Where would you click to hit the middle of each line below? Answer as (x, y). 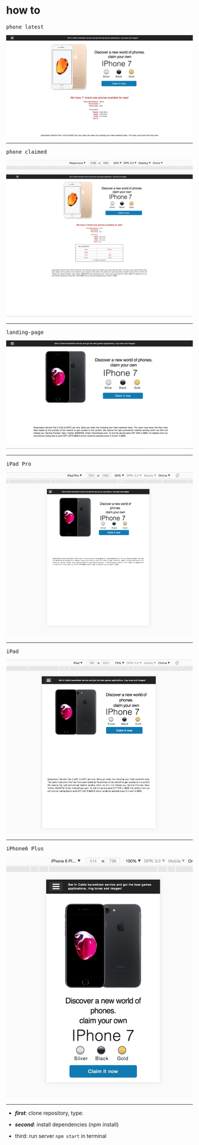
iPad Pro (19, 464)
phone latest (25, 27)
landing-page (25, 332)
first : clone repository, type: (49, 1113)
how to (23, 10)
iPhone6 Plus (25, 849)
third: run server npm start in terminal (60, 1136)
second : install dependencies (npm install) (67, 1124)
